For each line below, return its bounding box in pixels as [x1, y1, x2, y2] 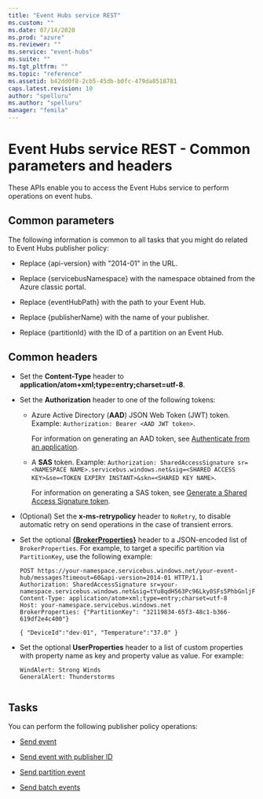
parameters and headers [8, 157, 173, 175]
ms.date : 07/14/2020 [8, 26, 76, 34]
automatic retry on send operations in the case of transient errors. [19, 519, 234, 529]
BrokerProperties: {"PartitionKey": [19, 608, 140, 616]
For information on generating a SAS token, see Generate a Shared [31, 488, 247, 497]
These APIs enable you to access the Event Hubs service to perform [8, 182, 229, 192]
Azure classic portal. [19, 282, 86, 291]
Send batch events [19, 783, 81, 792]
